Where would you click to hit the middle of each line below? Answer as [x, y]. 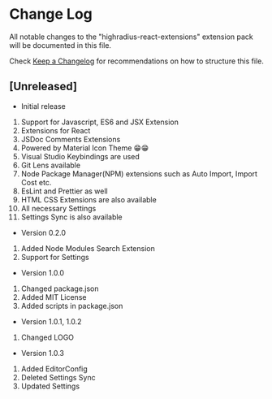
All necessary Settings [58, 208]
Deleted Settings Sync [58, 377]
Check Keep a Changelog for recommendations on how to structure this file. [137, 61]
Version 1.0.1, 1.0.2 [51, 321]
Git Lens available [50, 165]
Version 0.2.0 [43, 232]
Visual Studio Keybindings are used [80, 156]
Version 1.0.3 [42, 353]
